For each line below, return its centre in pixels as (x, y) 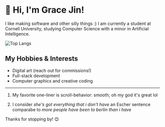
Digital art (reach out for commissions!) (52, 70)
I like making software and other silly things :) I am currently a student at (78, 23)
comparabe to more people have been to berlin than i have (72, 109)
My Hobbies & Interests (42, 59)
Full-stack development (36, 76)
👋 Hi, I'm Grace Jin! (45, 10)
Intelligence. (18, 34)
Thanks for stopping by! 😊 (32, 119)
